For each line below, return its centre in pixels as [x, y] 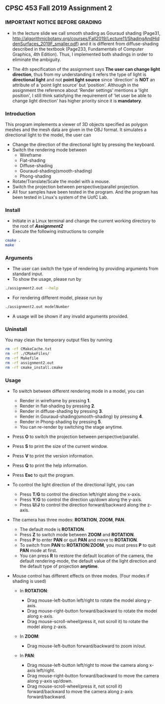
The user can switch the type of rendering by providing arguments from [85, 269]
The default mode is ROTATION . [52, 529]
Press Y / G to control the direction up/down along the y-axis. [81, 500]
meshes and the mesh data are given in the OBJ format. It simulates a [76, 129]
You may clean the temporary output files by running [59, 340]
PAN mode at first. [39, 551]
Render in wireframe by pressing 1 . [55, 401]
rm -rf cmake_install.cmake [34, 367]
